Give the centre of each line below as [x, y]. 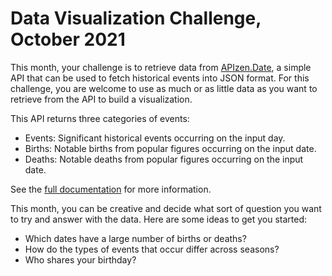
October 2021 [68, 39]
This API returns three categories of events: [100, 118]
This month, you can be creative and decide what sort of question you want [166, 208]
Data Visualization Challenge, [136, 18]
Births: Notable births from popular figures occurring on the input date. [170, 148]
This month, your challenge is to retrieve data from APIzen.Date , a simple [161, 67]
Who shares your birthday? [80, 259]
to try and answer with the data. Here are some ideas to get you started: [159, 219]
